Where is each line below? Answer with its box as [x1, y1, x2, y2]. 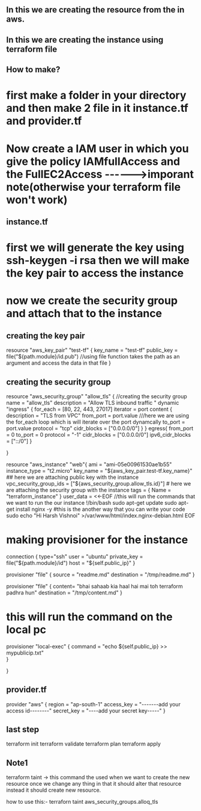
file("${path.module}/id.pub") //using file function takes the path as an [6, 353, 180, 360]
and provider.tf [6, 114, 82, 128]
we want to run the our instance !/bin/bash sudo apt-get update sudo [6, 499, 177, 506]
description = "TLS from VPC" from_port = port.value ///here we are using [6, 412, 190, 419]
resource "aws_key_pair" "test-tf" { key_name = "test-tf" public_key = [6, 347, 178, 354]
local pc [6, 623, 47, 637]
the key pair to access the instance [6, 267, 184, 280]
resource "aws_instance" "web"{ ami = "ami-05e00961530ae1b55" [6, 460, 172, 468]
